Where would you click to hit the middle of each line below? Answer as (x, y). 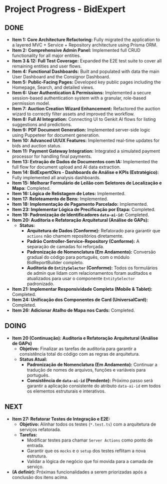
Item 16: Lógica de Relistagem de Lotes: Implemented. (69, 194)
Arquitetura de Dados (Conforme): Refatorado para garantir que (93, 231)
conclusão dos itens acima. (40, 477)
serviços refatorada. (40, 429)
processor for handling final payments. (52, 156)
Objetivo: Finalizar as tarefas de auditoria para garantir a (78, 349)
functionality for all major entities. (46, 55)
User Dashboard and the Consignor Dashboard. (61, 77)
